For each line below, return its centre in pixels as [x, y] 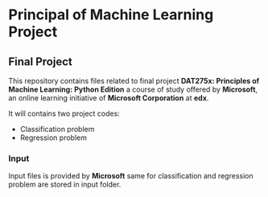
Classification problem [57, 129]
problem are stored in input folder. [65, 185]
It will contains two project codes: [64, 113]
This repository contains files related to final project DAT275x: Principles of [134, 81]
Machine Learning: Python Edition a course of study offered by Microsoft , [133, 89]
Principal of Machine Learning [111, 15]
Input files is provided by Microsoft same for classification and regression [131, 176]
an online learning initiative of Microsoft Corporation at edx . [109, 98]
